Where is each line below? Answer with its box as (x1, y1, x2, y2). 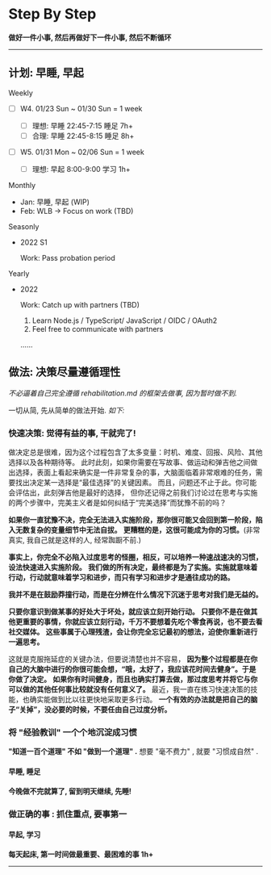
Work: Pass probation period (19, 253, 115, 263)
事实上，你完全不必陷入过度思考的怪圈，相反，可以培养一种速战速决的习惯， (8, 552, 263, 562)
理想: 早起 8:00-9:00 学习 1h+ (31, 165, 131, 174)
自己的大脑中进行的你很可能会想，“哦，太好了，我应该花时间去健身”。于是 (8, 664, 256, 674)
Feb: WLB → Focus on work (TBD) (19, 207, 134, 216)
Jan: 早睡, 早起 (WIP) (19, 197, 90, 207)
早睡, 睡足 (8, 767, 41, 777)
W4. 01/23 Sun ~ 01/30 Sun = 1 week (19, 103, 143, 113)
